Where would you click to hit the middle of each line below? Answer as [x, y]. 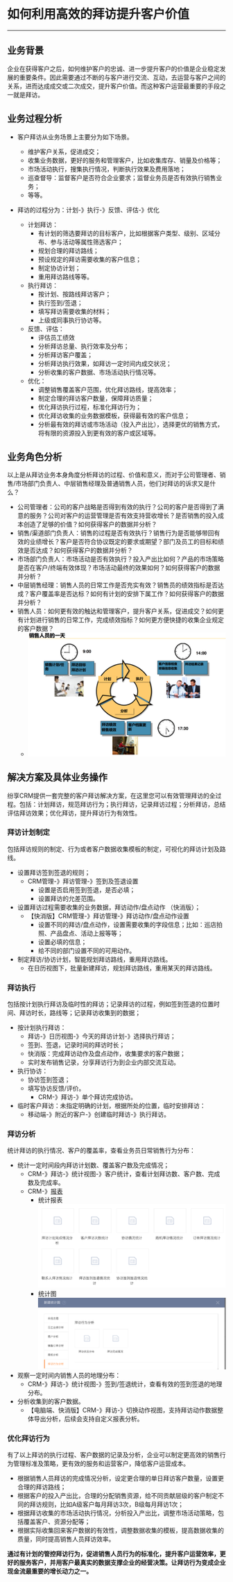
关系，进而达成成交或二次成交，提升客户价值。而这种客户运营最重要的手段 [113, 86]
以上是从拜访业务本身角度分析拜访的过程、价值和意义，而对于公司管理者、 [113, 475]
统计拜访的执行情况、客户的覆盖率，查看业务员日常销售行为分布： [101, 1151]
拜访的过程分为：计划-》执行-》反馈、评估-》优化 [88, 210]
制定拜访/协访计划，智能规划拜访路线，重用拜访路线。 [94, 959]
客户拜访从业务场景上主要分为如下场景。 [75, 137]
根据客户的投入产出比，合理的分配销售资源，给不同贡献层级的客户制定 [118, 1496]
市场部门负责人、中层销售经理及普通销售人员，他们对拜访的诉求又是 [113, 484]
